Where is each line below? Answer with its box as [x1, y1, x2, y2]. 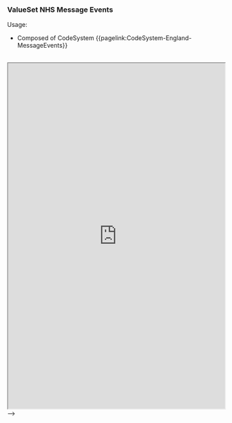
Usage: [7, 21, 28, 29]
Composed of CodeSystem [17, 34, 94, 42]
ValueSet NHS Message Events [7, 5, 114, 15]
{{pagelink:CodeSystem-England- [95, 34, 192, 42]
